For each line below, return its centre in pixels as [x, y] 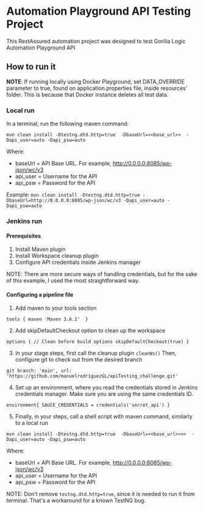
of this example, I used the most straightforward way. [73, 281]
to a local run [32, 423]
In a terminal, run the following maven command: [68, 124]
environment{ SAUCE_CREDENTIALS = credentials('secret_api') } [88, 405]
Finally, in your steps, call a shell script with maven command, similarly [104, 417]
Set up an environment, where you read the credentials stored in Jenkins [106, 388]
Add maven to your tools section [56, 308]
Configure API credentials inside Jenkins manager [78, 262]
